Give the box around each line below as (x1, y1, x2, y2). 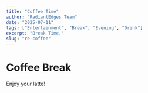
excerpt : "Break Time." (6, 30, 65, 36)
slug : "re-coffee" (6, 36, 51, 42)
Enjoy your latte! (6, 80, 45, 87)
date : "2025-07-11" (6, 19, 54, 25)
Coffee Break (6, 61, 72, 74)
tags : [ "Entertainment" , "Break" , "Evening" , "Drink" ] (6, 25, 143, 31)
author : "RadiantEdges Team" (6, 14, 78, 20)
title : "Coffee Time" (6, 8, 59, 15)
